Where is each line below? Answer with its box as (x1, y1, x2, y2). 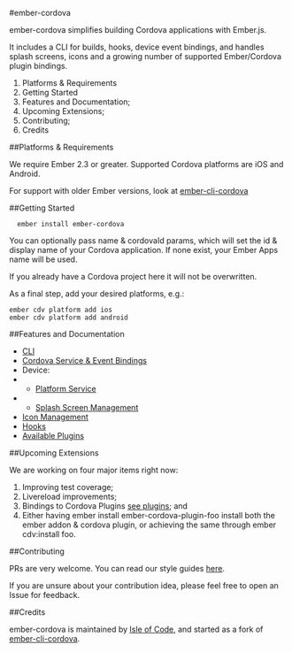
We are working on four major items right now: (9, 464, 179, 475)
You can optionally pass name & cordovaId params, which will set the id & (9, 235, 278, 246)
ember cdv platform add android (9, 313, 128, 322)
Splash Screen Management (35, 403, 139, 412)
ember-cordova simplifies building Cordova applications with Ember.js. (9, 25, 267, 35)
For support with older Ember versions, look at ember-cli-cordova (9, 186, 249, 196)
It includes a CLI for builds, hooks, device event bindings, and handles (9, 42, 265, 52)
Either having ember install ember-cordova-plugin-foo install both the (21, 510, 276, 520)
